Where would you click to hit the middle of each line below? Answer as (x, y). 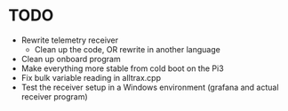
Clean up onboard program (71, 59)
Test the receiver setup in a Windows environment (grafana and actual (150, 87)
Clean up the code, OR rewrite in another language (128, 49)
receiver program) (54, 96)
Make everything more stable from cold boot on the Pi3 (122, 68)
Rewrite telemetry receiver (70, 40)
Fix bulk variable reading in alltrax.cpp (91, 77)
